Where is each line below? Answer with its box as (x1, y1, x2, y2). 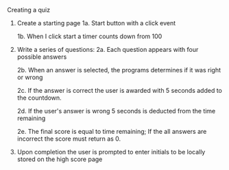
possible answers (16, 53, 67, 61)
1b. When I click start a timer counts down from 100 (16, 32, 162, 40)
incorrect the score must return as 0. (16, 134, 121, 143)
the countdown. (16, 94, 62, 102)
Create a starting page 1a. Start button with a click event (16, 19, 176, 27)
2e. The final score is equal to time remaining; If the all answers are (16, 128, 207, 135)
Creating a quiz (7, 6, 50, 14)
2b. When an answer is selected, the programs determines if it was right (16, 66, 221, 74)
